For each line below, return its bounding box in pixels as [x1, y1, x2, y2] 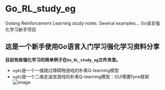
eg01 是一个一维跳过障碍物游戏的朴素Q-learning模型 [12, 67, 119, 73]
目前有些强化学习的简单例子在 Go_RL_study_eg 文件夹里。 [5, 56, 121, 62]
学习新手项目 [9, 26, 36, 32]
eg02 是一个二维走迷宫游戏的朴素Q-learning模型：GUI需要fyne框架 [12, 73, 149, 79]
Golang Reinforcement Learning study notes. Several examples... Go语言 [5, 20, 156, 26]
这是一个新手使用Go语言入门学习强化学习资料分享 [5, 42, 160, 51]
